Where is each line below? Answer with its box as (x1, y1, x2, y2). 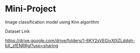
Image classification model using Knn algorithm (5, 19, 99, 25)
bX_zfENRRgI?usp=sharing (5, 42, 58, 48)
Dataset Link (5, 28, 30, 34)
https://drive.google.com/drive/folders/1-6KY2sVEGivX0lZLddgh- (5, 37, 135, 43)
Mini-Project (5, 3, 56, 14)
